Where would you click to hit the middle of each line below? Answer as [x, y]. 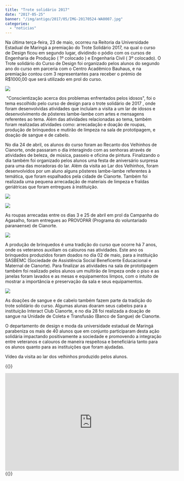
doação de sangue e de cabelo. [37, 135]
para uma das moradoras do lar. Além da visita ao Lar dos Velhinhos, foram [82, 166]
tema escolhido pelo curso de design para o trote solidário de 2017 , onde [80, 103]
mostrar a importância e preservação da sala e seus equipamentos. [74, 281]
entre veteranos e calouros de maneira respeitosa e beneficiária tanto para [81, 342]
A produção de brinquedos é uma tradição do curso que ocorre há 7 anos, [81, 245]
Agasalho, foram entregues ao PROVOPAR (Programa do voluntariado [76, 220]
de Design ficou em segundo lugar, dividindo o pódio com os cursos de [78, 53]
